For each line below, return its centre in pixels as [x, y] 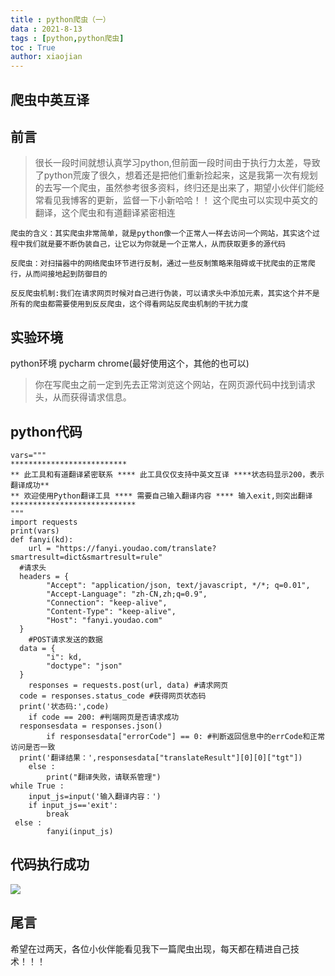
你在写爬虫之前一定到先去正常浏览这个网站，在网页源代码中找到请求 [175, 385]
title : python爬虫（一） [60, 19]
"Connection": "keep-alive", [107, 602]
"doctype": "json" [84, 666]
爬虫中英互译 [50, 99]
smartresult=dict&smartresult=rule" [86, 557]
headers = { [44, 576]
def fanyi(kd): [42, 539]
